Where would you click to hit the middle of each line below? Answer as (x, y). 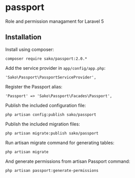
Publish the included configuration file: (46, 105)
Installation (23, 37)
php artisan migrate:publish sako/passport (52, 133)
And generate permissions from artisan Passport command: (68, 161)
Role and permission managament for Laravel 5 (55, 21)
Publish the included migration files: (43, 124)
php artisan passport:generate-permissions (52, 170)
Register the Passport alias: (34, 86)
